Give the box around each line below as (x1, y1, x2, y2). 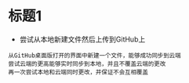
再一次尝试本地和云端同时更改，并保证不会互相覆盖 (8, 68, 149, 76)
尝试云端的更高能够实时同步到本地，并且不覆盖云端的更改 (8, 60, 166, 67)
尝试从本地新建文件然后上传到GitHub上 (19, 34, 146, 44)
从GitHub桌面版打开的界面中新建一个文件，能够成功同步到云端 (8, 52, 182, 60)
